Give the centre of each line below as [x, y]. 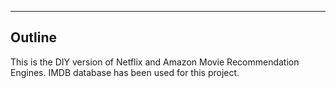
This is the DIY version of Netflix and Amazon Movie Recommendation [155, 62]
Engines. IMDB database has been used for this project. [125, 72]
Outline [33, 37]
